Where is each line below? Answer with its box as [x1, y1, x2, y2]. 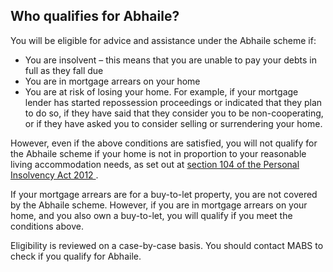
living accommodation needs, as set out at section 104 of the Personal [10, 158, 300, 170]
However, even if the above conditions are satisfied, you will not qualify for [10, 137, 318, 149]
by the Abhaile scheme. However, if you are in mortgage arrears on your [10, 199, 308, 211]
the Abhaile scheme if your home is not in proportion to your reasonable [10, 147, 307, 159]
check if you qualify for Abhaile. [10, 250, 142, 262]
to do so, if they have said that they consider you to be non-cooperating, [24, 107, 324, 119]
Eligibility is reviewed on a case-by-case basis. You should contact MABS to [10, 239, 324, 251]
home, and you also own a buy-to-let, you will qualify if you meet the [10, 209, 293, 221]
